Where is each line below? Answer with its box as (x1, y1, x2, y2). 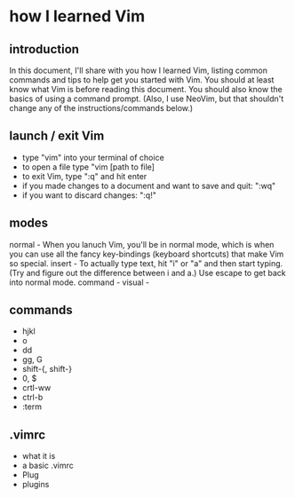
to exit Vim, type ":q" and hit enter (21, 170, 147, 181)
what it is (21, 451, 56, 462)
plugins (21, 479, 50, 490)
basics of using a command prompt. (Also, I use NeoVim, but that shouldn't (9, 93, 284, 104)
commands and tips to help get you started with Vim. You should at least (9, 75, 275, 85)
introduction (9, 42, 80, 57)
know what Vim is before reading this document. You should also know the (9, 84, 283, 94)
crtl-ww (21, 383, 52, 393)
